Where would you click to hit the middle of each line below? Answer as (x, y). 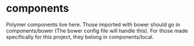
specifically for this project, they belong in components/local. (80, 37)
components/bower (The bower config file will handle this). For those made (97, 30)
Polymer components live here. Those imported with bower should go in (93, 24)
